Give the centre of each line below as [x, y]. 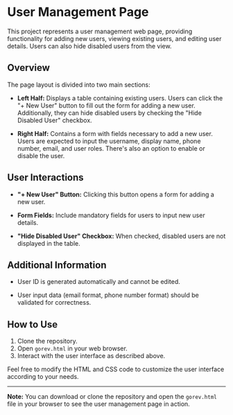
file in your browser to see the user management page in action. [99, 404]
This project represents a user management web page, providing [100, 31]
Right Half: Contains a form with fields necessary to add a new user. [115, 133]
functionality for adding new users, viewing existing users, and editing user [114, 38]
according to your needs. [43, 377]
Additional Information [57, 265]
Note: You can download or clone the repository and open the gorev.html [112, 397]
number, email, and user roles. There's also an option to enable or [111, 148]
